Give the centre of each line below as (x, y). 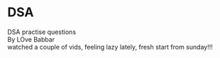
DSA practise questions (42, 32)
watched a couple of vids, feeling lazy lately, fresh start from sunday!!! (110, 47)
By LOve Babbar (31, 39)
